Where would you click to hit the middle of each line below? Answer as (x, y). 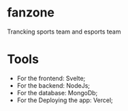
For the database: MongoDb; (57, 92)
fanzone (31, 13)
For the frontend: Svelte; (51, 78)
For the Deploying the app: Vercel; (65, 100)
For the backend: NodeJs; (53, 85)
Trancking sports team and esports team (64, 32)
